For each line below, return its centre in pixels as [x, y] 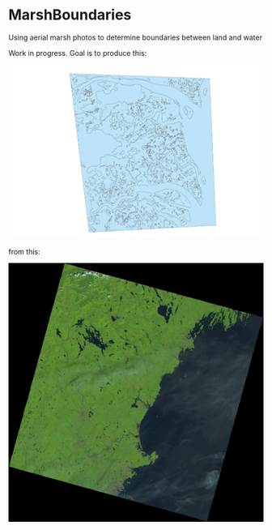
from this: [24, 252]
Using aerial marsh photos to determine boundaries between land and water [136, 37]
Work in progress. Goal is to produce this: [78, 53]
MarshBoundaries [70, 15]
